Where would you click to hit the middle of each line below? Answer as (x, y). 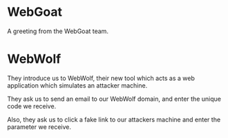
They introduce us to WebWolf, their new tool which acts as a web (101, 78)
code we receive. (32, 106)
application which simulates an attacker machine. (77, 85)
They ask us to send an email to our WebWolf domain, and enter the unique (114, 99)
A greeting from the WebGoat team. (58, 31)
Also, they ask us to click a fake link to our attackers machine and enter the (114, 119)
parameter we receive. (39, 127)
